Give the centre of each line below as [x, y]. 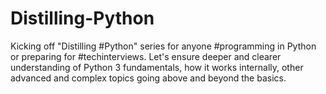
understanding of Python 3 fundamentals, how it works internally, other [157, 67]
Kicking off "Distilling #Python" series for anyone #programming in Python [163, 46]
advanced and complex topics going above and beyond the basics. [148, 78]
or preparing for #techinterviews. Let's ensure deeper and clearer [146, 56]
